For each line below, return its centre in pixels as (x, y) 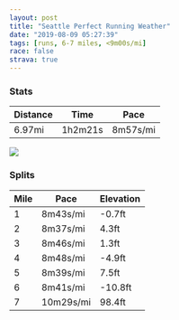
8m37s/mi (63, 229)
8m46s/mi (63, 243)
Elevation (120, 198)
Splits (22, 175)
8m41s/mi (63, 287)
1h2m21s (82, 130)
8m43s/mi (63, 213)
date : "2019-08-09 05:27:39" (64, 34)
